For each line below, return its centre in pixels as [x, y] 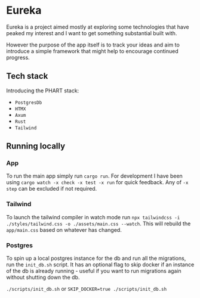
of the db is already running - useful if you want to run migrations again [94, 271]
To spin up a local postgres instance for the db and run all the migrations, [96, 258]
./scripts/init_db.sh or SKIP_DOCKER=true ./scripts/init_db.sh [87, 289]
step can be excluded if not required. [52, 189]
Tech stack [27, 76]
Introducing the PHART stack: [43, 91]
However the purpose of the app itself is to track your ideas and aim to [93, 45]
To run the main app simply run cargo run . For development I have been [95, 176]
